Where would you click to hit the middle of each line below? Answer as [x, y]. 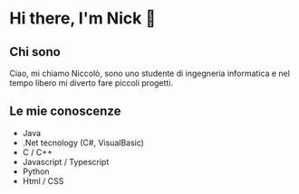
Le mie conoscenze [65, 111]
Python [36, 171]
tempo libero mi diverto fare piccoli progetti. [92, 83]
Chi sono [35, 52]
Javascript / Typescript [66, 162]
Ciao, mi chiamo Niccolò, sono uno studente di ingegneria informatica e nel [149, 73]
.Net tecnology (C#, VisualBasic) [83, 143]
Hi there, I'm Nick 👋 [83, 18]
